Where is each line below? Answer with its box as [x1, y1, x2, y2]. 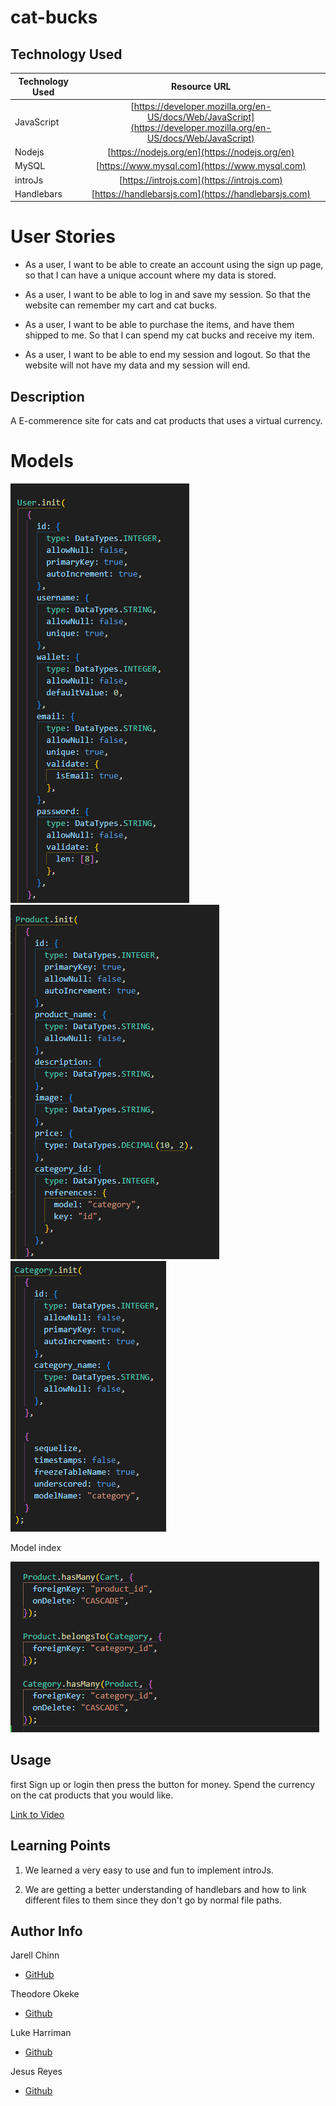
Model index [10, 1541, 62, 1553]
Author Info [10, 1922, 83, 1940]
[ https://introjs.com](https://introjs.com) [118, 174, 283, 186]
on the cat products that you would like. [10, 1789, 174, 1801]
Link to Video [10, 1808, 65, 1820]
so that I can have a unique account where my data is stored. [24, 269, 277, 281]
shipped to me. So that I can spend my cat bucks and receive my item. [24, 329, 315, 341]
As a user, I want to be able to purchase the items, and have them [24, 319, 295, 331]
